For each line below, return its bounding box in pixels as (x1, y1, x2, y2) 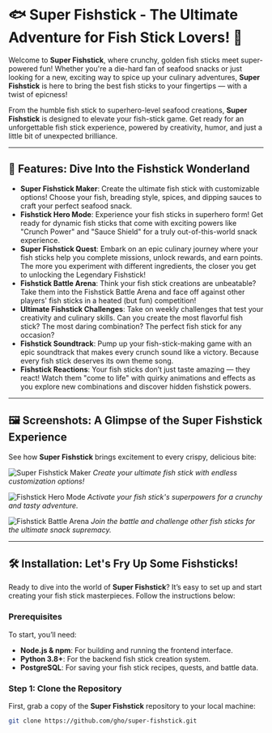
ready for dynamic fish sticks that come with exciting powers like (19, 218, 237, 228)
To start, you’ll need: (8, 629, 77, 639)
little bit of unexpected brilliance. (8, 130, 118, 141)
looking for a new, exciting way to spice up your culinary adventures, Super (8, 72, 261, 82)
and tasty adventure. (8, 501, 79, 510)
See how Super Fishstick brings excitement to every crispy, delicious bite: (8, 452, 257, 462)
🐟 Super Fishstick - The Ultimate (8, 6, 239, 24)
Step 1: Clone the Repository (8, 683, 122, 694)
